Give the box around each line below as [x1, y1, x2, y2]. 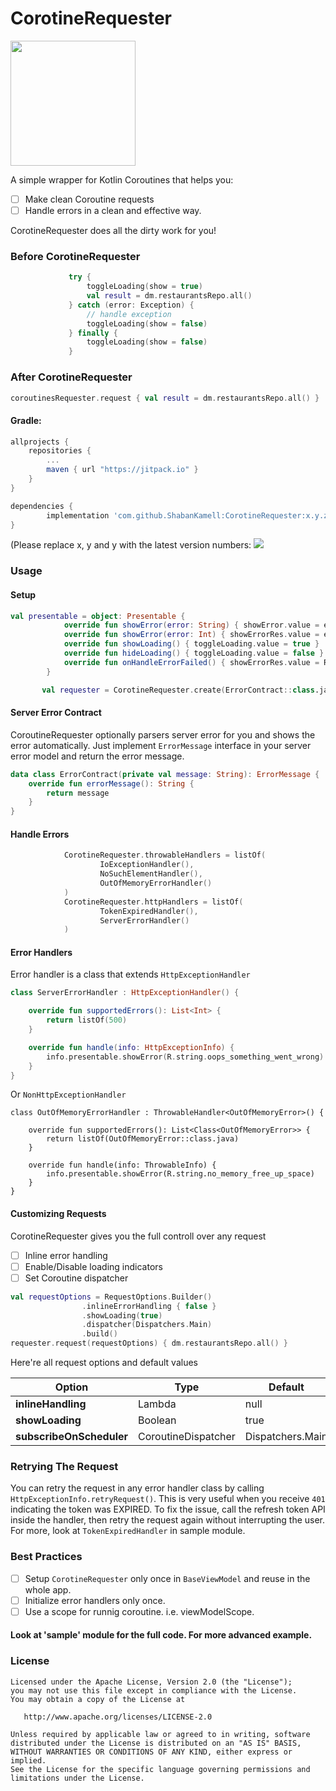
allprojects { [10, 437, 70, 447]
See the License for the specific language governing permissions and [10, 1764, 311, 1774]
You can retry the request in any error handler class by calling [10, 1482, 265, 1494]
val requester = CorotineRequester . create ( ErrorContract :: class [41, 685, 315, 695]
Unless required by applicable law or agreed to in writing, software [10, 1729, 311, 1739]
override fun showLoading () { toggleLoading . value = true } [63, 639, 320, 649]
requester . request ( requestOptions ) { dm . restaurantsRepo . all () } [10, 1338, 289, 1349]
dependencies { [10, 501, 74, 511]
